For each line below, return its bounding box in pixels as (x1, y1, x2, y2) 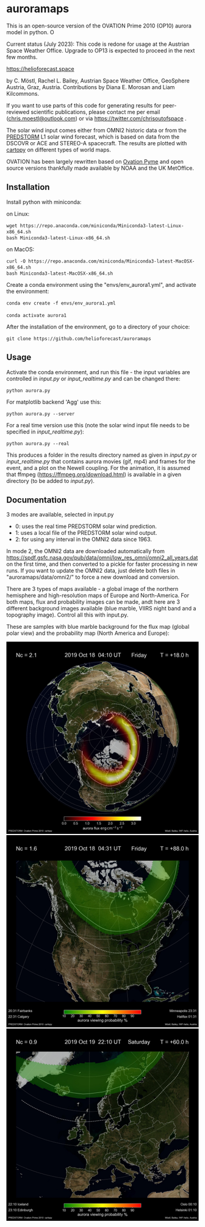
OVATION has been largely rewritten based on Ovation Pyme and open (6, 157, 184, 165)
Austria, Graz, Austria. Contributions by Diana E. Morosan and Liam (6, 83, 175, 90)
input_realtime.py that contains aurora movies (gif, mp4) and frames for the (6, 457, 196, 465)
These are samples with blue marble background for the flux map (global (6, 623, 190, 631)
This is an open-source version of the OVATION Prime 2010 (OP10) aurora (6, 22, 192, 29)
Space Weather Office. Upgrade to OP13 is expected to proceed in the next (6, 46, 195, 54)
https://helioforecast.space (6, 65, 74, 72)
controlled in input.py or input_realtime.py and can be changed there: (6, 375, 181, 382)
